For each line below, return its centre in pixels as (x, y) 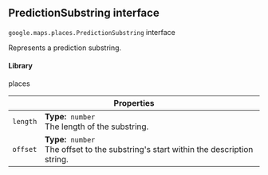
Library (21, 66)
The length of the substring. (97, 126)
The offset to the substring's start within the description (149, 150)
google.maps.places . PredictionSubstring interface (92, 32)
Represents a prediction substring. (65, 48)
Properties (134, 103)
